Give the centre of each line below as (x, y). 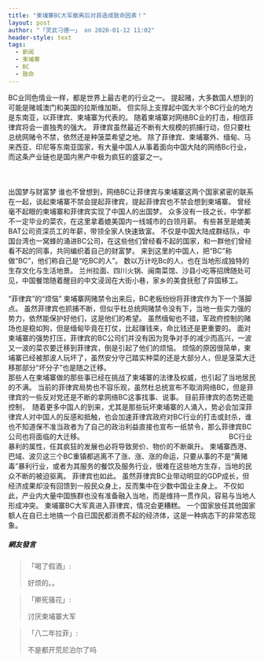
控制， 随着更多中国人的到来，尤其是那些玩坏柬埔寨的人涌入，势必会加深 (127, 407)
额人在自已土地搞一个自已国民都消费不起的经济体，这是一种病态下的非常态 (128, 515)
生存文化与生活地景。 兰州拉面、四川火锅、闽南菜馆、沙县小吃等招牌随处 (126, 270)
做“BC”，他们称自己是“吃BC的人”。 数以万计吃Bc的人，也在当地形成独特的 (129, 260)
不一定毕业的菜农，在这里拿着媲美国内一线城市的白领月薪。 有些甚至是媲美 (130, 221)
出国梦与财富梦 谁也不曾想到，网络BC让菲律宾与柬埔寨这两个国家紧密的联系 (131, 192)
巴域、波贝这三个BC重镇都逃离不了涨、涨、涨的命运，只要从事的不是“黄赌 (128, 456)
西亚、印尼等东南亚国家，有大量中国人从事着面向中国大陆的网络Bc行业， (133, 147)
